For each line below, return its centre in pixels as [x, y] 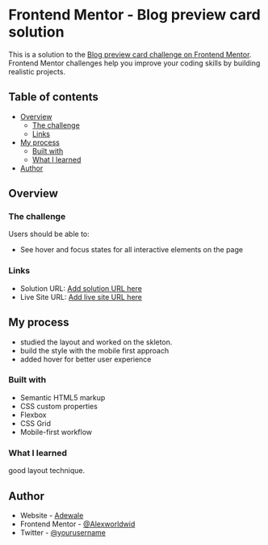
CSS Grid [35, 423]
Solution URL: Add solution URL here [81, 288]
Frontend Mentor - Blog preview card [134, 15]
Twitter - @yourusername [63, 532]
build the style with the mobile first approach [94, 350]
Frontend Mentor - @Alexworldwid [77, 524]
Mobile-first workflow [56, 432]
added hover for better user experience [86, 359]
